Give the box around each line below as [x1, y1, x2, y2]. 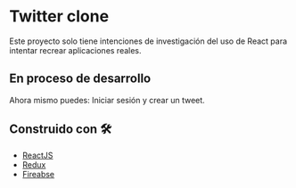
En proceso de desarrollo [9, 71, 152, 86]
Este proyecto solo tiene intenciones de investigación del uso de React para [9, 36, 288, 46]
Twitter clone [9, 6, 110, 27]
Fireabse [21, 168, 55, 179]
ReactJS [21, 150, 53, 160]
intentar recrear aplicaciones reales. [9, 45, 142, 55]
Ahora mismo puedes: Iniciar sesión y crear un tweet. [9, 94, 205, 105]
